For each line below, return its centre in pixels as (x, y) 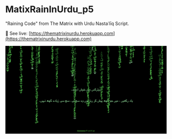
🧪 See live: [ (18, 33)
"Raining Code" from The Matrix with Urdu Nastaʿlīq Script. (67, 23)
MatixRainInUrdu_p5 (49, 9)
